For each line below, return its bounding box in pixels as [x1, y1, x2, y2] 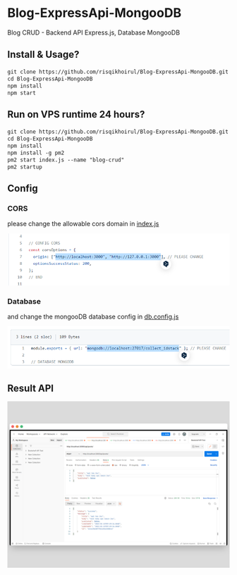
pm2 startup [7, 163, 42, 171]
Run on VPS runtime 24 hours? [7, 109, 145, 120]
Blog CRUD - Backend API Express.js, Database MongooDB [7, 28, 181, 37]
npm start [7, 89, 37, 97]
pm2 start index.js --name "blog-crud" [7, 156, 125, 163]
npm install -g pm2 [7, 149, 65, 156]
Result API [7, 382, 54, 394]
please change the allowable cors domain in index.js [7, 220, 159, 228]
